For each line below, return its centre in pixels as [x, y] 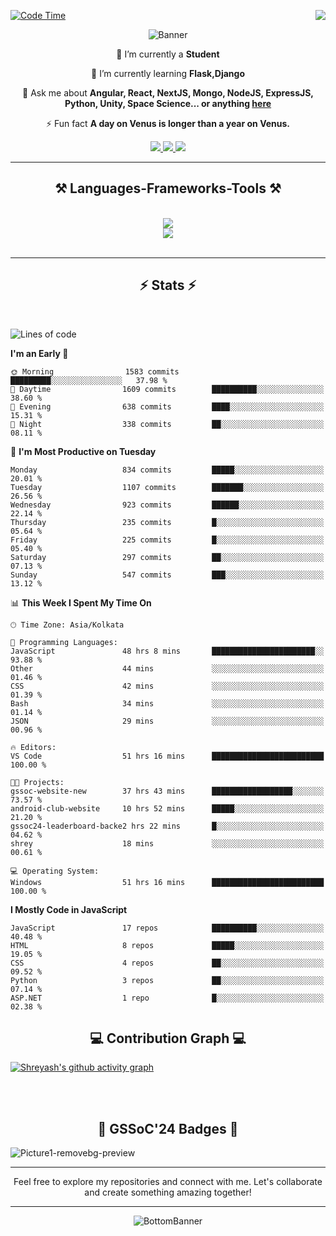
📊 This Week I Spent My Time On [81, 602]
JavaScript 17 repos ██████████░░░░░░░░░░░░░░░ [167, 928]
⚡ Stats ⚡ [168, 285]
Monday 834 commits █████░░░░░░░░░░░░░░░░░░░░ [167, 470]
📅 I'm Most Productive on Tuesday [83, 451]
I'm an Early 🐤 [39, 353]
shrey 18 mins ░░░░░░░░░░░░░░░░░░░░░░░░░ [167, 843]
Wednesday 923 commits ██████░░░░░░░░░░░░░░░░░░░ [167, 505]
